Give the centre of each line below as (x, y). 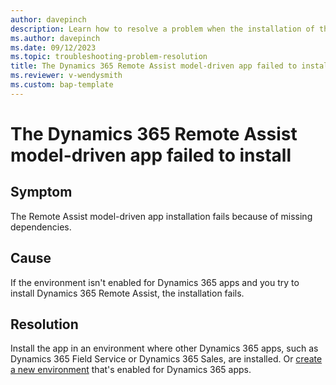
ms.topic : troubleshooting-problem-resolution (109, 57)
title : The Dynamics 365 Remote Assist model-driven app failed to (154, 66)
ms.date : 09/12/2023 (53, 47)
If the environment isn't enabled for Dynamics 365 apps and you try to (155, 282)
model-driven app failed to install (151, 155)
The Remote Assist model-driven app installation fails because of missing (161, 216)
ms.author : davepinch (55, 38)
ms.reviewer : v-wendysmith (66, 76)
